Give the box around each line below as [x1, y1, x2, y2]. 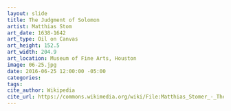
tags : [7, 81, 23, 88]
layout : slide [7, 10, 48, 17]
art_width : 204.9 [7, 49, 57, 56]
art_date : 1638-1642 [7, 29, 67, 37]
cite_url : [7, 94, 36, 101]
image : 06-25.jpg [7, 61, 57, 68]
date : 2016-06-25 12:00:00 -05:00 [7, 68, 107, 74]
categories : [7, 74, 41, 81]
